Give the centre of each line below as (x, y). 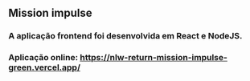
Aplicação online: (43, 58)
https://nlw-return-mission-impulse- (154, 58)
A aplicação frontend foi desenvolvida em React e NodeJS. (125, 36)
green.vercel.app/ (45, 67)
